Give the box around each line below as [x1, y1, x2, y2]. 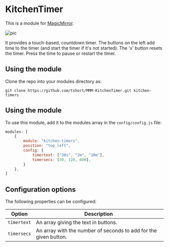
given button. [36, 233, 67, 240]
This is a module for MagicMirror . [5, 20, 74, 26]
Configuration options [5, 185, 76, 194]
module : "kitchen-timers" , [23, 138, 80, 144]
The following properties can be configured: [5, 199, 97, 205]
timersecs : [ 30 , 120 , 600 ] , [32, 157, 92, 162]
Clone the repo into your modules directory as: [5, 78, 102, 84]
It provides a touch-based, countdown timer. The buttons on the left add [5, 39, 155, 46]
